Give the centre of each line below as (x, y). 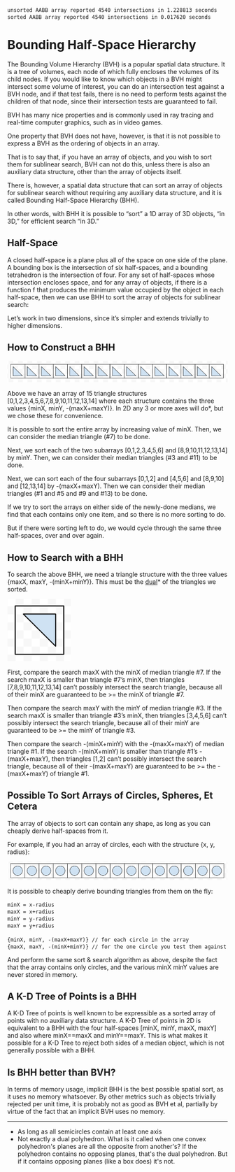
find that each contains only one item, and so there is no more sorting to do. (116, 515)
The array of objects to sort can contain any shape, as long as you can (109, 823)
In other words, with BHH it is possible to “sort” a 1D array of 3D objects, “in (116, 213)
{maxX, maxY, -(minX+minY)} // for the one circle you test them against (117, 947)
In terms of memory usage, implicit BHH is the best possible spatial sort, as (115, 1089)
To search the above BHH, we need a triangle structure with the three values (117, 574)
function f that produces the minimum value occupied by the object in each (115, 290)
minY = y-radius (31, 919)
